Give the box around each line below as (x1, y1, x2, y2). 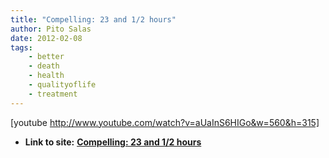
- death (28, 61, 60, 71)
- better (28, 52, 65, 62)
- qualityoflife (28, 80, 97, 90)
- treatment (28, 89, 78, 99)
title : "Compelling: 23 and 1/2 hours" (10, 14, 177, 25)
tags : (10, 42, 33, 53)
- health (28, 71, 65, 81)
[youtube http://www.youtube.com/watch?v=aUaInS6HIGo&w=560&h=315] (10, 116, 320, 128)
